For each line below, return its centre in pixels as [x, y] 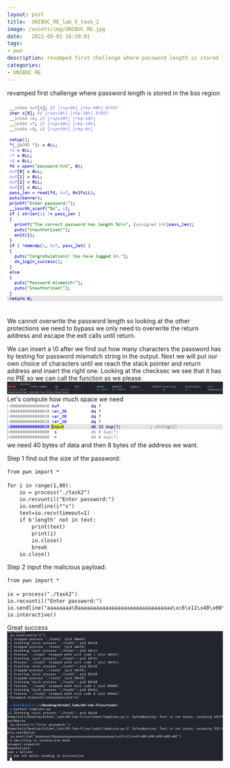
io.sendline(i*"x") [47, 506]
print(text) [49, 527]
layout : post [26, 14]
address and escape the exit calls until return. [71, 336]
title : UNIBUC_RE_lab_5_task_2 [53, 22]
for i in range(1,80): [39, 485]
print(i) [44, 533]
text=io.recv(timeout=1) [55, 513]
